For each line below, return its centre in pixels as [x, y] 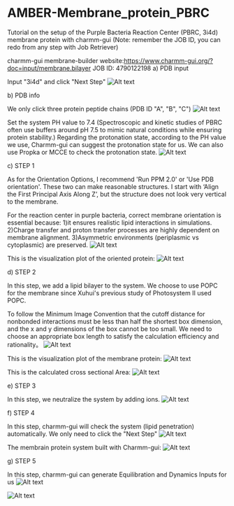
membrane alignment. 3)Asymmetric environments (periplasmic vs [103, 237]
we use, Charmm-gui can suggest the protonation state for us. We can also [115, 144]
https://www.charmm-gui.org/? [168, 60]
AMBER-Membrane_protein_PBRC [108, 13]
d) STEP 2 [22, 272]
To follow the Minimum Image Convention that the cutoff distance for [106, 314]
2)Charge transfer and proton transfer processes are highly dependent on [114, 230]
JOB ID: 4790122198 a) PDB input [141, 68]
